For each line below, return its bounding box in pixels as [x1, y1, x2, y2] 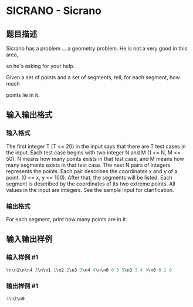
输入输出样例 [6, 234, 53, 244]
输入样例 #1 [6, 254, 38, 262]
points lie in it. [6, 92, 40, 98]
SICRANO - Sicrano [6, 4, 101, 18]
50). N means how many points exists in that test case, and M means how [6, 155, 184, 162]
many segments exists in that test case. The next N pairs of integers [6, 161, 171, 168]
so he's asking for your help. [6, 63, 75, 69]
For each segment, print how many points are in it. [6, 215, 128, 222]
